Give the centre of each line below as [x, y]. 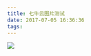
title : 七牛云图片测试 [36, 13]
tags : [15, 26]
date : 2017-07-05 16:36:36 [46, 20]
